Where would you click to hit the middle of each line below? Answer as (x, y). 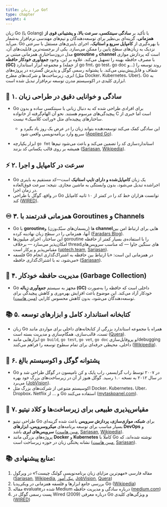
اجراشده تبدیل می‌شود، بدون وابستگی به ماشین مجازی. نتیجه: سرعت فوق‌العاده (86, 185)
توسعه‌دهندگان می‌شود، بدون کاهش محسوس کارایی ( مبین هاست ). (74, 298)
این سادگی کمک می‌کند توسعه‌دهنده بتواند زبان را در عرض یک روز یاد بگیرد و (90, 129)
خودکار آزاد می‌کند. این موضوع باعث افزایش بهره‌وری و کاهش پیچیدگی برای (82, 293)
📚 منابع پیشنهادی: (31, 458)
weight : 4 (16, 19)
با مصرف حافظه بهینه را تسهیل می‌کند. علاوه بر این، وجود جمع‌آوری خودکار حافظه (80, 60)
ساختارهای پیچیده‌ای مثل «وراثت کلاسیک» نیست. (58, 119)
